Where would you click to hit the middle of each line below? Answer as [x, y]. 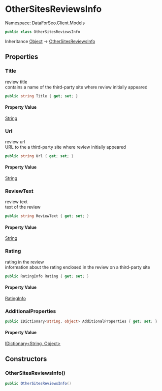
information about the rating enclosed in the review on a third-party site [78, 267]
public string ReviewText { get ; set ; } [47, 216]
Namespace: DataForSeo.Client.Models [45, 23]
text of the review [23, 207]
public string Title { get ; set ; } [42, 96]
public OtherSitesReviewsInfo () [38, 383]
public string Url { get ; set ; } [39, 156]
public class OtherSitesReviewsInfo [43, 32]
